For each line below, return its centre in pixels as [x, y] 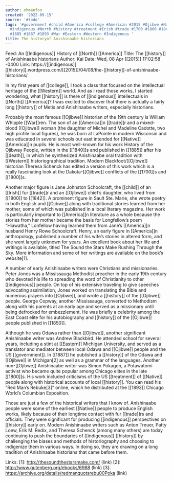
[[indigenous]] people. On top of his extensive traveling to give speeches [82, 284]
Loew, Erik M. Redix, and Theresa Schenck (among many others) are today [84, 430]
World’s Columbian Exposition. [37, 393]
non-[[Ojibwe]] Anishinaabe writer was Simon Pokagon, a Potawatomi [79, 365]
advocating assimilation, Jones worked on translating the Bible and [76, 290]
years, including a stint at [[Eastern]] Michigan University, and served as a [83, 344]
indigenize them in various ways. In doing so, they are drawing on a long [82, 447]
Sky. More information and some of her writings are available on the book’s [84, 253]
